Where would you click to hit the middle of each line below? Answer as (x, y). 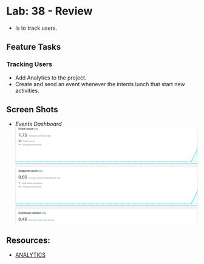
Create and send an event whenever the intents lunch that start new (100, 84)
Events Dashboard (38, 124)
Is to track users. (36, 28)
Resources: (28, 241)
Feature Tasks (34, 47)
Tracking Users (29, 64)
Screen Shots (32, 110)
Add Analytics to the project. (51, 78)
